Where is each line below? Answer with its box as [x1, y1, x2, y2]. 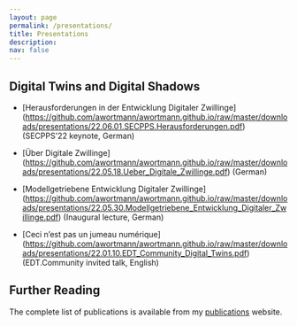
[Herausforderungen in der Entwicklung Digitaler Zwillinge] [21, 102, 237, 113]
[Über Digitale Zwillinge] [21, 147, 110, 158]
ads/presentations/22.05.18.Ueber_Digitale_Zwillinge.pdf [21, 166, 228, 177]
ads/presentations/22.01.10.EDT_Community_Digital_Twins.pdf [21, 247, 247, 258]
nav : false [9, 46, 49, 55]
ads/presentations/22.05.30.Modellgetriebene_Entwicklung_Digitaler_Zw [21, 202, 287, 213]
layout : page [9, 12, 57, 22]
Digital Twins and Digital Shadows [9, 79, 201, 94]
